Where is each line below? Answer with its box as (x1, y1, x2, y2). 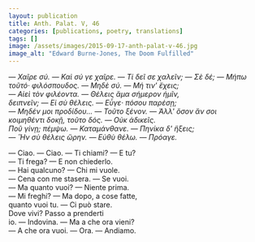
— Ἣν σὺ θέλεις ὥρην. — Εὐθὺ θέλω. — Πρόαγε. (8, 132, 178, 142)
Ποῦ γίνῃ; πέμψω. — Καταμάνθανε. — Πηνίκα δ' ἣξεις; (8, 123, 195, 133)
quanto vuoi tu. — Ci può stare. (8, 200, 113, 210)
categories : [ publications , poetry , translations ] (8, 27, 184, 35)
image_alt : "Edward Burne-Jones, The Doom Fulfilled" (8, 50, 195, 58)
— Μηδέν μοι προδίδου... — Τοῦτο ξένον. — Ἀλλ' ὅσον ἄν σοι (8, 106, 218, 116)
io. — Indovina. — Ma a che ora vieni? (8, 217, 136, 227)
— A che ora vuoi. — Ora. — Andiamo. (8, 226, 136, 236)
